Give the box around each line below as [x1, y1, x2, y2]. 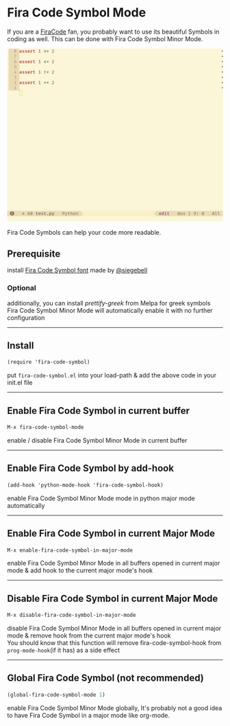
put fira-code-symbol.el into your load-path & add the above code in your [7, 371, 217, 379]
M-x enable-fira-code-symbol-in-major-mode [7, 547, 133, 554]
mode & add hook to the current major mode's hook [7, 566, 153, 574]
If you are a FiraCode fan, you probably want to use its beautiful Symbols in [7, 27, 220, 36]
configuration [7, 314, 45, 322]
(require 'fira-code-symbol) [7, 359, 90, 366]
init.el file [7, 379, 33, 387]
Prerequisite [7, 248, 61, 259]
